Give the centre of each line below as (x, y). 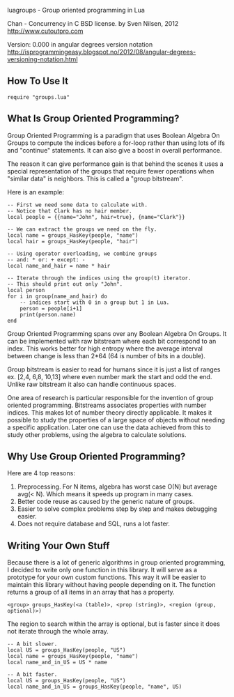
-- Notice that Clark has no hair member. (70, 211)
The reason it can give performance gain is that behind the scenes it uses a (116, 164)
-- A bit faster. (32, 675)
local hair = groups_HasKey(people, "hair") (73, 241)
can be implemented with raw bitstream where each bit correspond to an (112, 341)
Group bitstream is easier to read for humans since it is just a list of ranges (114, 369)
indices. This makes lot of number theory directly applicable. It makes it (110, 412)
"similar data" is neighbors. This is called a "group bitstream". (95, 178)
